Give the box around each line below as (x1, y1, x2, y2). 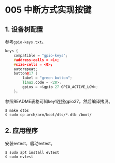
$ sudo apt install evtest (5, 150, 59, 155)
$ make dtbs (5, 108, 29, 113)
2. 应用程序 (5, 127, 38, 135)
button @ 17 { (14, 71, 38, 76)
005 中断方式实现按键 (5, 4, 92, 15)
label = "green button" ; (22, 75, 72, 80)
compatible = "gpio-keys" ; (14, 53, 68, 58)
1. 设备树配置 (5, 25, 43, 33)
